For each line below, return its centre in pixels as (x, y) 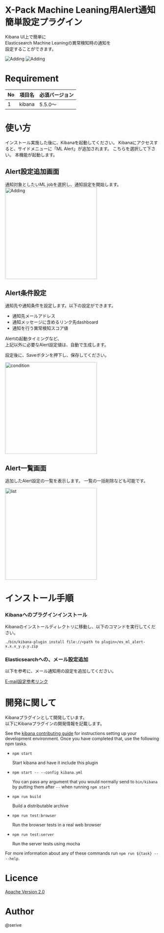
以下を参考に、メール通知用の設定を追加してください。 (61, 671)
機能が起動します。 (38, 155)
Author (20, 912)
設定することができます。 (31, 49)
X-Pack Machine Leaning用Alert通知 (80, 10)
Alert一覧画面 (26, 468)
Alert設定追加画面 (32, 172)
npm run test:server (33, 835)
